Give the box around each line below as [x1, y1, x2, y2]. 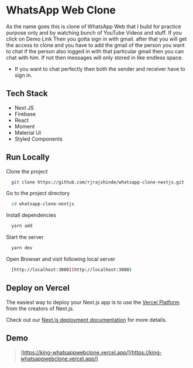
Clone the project [6, 168, 48, 175]
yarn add [11, 223, 33, 229]
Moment [14, 122, 35, 130]
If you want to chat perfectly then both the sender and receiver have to [14, 65, 185, 72]
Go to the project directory [6, 190, 70, 197]
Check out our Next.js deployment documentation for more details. [6, 316, 167, 323]
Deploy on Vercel [6, 283, 70, 293]
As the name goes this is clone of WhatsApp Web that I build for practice [6, 23, 181, 30]
